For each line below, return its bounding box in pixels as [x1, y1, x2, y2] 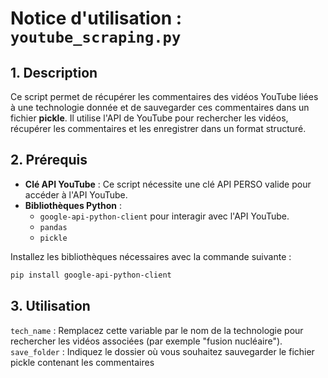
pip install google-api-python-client [10, 270, 172, 280]
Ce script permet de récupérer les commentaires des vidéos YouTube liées [10, 91, 319, 102]
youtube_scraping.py [10, 28, 182, 47]
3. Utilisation [10, 298, 91, 315]
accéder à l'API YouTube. [24, 188, 128, 201]
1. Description [10, 64, 98, 81]
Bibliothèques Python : [24, 199, 123, 211]
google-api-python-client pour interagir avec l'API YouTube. [39, 210, 290, 222]
